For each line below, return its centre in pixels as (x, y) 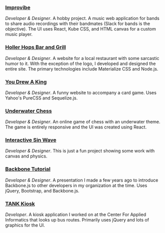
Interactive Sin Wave (31, 140)
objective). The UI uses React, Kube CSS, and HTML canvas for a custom (80, 29)
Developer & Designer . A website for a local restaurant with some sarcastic (82, 58)
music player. (19, 34)
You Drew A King (26, 81)
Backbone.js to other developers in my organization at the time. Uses (76, 185)
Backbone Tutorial (28, 169)
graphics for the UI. (25, 225)
